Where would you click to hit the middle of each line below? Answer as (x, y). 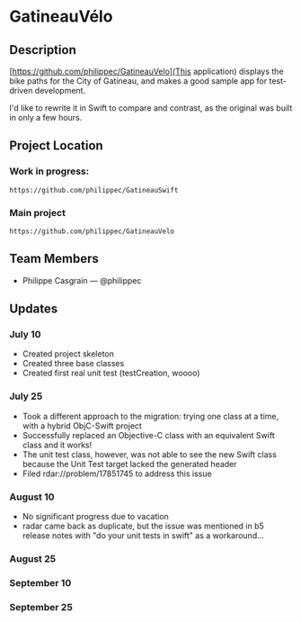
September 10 (40, 582)
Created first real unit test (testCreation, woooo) (111, 373)
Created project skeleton (68, 354)
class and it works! (57, 445)
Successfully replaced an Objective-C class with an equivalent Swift (149, 435)
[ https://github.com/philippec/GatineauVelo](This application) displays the (147, 71)
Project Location (56, 146)
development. (60, 90)
